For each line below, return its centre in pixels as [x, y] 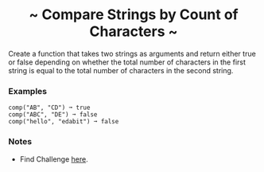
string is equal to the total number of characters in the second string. [121, 70]
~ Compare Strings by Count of [134, 15]
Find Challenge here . [54, 159]
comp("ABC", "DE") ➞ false [53, 115]
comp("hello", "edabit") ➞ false [64, 122]
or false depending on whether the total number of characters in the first [127, 62]
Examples [28, 91]
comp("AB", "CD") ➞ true [49, 108]
